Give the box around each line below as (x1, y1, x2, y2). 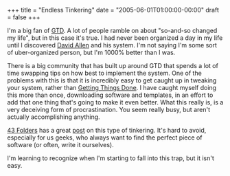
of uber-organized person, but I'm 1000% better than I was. (7, 48, 176, 56)
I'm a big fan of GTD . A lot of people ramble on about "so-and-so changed (7, 27, 218, 34)
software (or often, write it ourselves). (7, 141, 115, 148)
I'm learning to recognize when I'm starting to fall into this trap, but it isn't (7, 154, 215, 162)
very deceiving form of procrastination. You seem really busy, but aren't (7, 106, 211, 113)
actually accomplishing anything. (7, 113, 101, 121)
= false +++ (7, 13, 41, 21)
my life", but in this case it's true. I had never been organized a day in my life (7, 34, 223, 42)
